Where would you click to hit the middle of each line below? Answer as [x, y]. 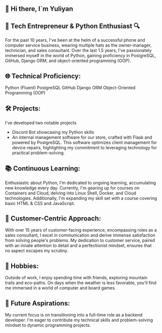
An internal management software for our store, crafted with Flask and [82, 137]
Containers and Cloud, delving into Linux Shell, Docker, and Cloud [71, 193]
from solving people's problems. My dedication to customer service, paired [80, 240]
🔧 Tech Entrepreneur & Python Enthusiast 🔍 [73, 26]
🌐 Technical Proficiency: [43, 76]
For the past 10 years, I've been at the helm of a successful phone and [75, 40]
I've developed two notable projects [41, 123]
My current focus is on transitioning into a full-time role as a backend [74, 315]
